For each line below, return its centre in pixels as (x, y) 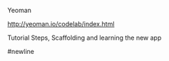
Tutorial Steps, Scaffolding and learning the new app (84, 38)
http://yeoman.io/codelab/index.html (61, 24)
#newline (21, 51)
